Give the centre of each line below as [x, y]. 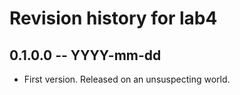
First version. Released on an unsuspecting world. [127, 79]
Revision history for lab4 [113, 18]
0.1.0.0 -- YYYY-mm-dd [85, 55]
